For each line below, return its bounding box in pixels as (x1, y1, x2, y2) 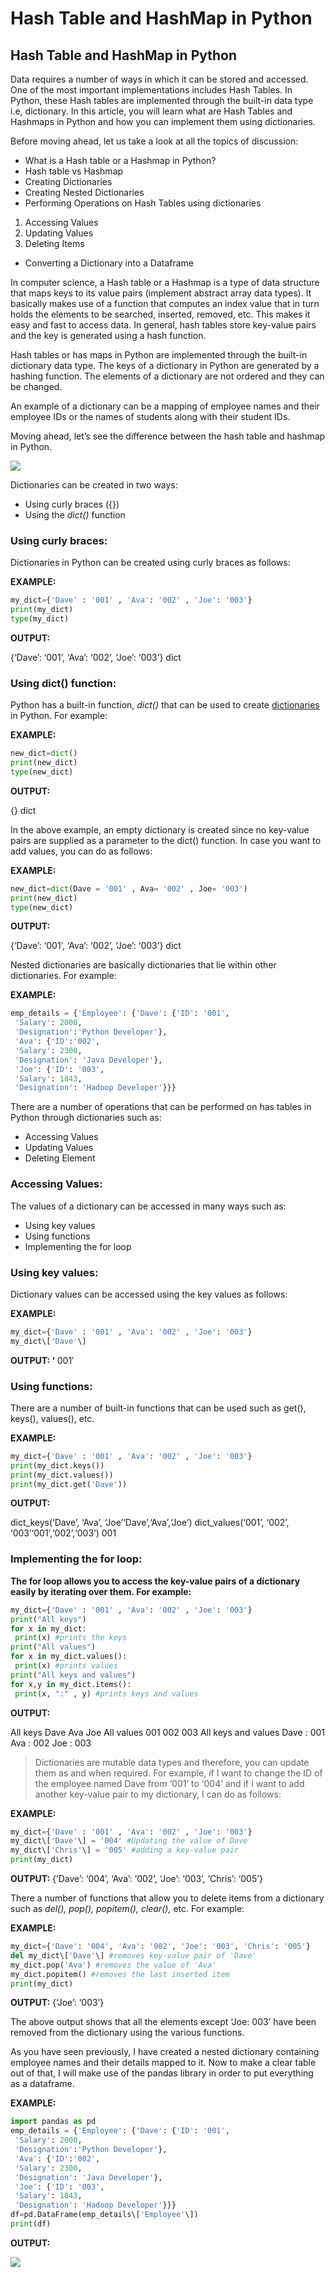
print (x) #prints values (14, 1661, 118, 1671)
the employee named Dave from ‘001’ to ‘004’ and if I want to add (34, 1777, 305, 1789)
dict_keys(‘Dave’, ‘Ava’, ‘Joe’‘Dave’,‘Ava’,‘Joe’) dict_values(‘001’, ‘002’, (10, 1517, 290, 1529)
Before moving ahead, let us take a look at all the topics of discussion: (10, 135, 299, 147)
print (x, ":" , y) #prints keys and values (14, 1688, 199, 1699)
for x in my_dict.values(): (10, 1652, 128, 1662)
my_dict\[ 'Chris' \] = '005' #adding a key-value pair (10, 1845, 240, 1856)
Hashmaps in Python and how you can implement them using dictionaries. (10, 116, 316, 127)
